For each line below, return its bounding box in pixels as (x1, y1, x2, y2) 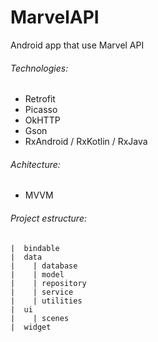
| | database (10, 261, 78, 271)
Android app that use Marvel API (10, 39, 145, 51)
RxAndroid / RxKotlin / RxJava (24, 136, 148, 148)
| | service (10, 287, 74, 297)
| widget (10, 322, 52, 332)
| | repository (10, 278, 87, 288)
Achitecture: (10, 158, 61, 170)
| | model (10, 269, 65, 280)
